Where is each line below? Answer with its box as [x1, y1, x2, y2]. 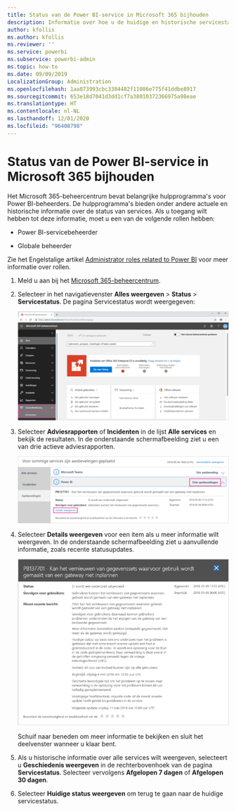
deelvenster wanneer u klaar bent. [17, 740, 117, 748]
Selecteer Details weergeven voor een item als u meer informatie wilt [17, 531, 219, 539]
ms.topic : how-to [7, 63, 58, 70]
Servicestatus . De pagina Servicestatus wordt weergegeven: [17, 297, 195, 306]
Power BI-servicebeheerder [17, 228, 98, 236]
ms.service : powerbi [7, 48, 68, 56]
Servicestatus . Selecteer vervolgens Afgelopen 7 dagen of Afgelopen [17, 768, 223, 777]
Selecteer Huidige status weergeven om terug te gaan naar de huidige [17, 789, 223, 798]
